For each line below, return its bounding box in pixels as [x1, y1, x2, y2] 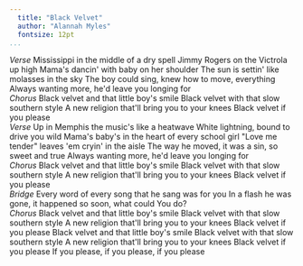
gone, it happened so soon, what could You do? [9, 198, 187, 209]
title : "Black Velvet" [17, 13, 103, 23]
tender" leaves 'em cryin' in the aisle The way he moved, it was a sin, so [9, 141, 279, 151]
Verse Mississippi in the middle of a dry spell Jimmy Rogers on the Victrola [9, 55, 288, 66]
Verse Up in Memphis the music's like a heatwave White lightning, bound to [9, 122, 291, 133]
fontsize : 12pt [17, 30, 75, 39]
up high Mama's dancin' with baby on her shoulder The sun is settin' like [9, 64, 279, 75]
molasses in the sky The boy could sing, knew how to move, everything [9, 74, 276, 85]
